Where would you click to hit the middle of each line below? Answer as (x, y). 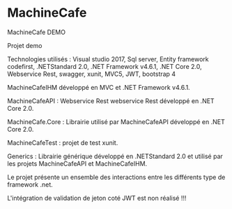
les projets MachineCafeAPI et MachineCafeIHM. (77, 163)
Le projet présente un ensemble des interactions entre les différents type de (116, 177)
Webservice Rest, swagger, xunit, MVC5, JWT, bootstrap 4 (92, 74)
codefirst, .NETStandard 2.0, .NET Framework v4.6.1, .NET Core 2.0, (105, 66)
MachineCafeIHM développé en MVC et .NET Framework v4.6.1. (99, 87)
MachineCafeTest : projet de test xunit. (63, 142)
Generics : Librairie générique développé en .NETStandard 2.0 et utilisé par (115, 156)
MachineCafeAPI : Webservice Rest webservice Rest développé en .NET (111, 101)
